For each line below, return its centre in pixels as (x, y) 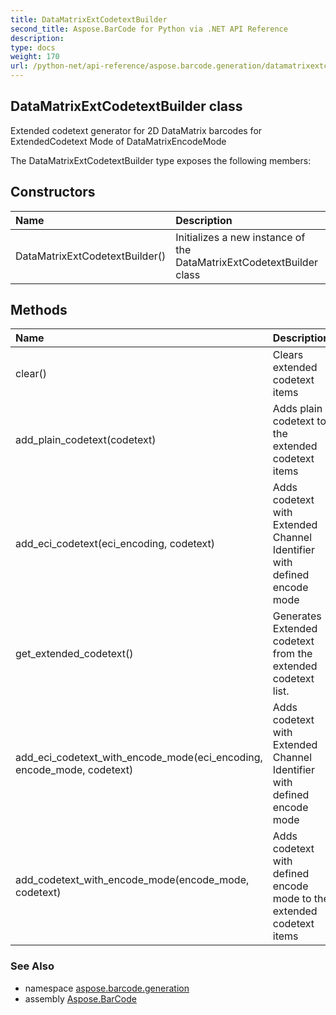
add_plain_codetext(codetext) (86, 440)
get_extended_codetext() (74, 654)
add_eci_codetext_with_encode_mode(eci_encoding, (139, 758)
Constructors (53, 192)
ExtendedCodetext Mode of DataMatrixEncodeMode (118, 141)
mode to (292, 899)
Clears (288, 355)
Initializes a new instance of (240, 237)
